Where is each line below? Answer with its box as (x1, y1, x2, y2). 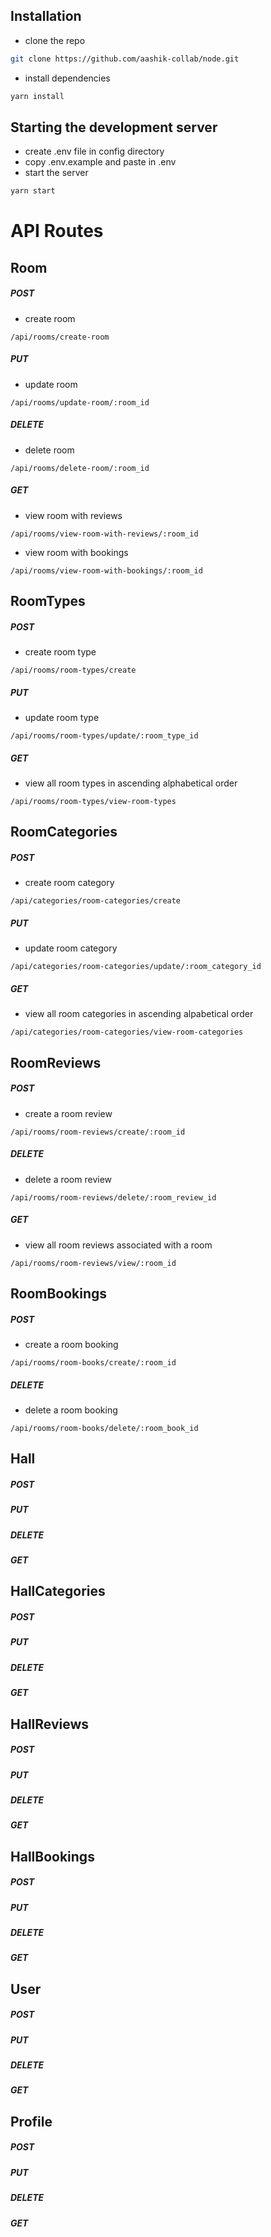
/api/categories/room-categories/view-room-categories (10, 1027, 244, 1038)
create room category (24, 877, 115, 889)
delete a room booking (24, 1404, 118, 1416)
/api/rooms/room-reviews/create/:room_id (10, 1127, 186, 1137)
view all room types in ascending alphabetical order (24, 777, 238, 789)
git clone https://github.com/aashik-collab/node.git (10, 54, 240, 64)
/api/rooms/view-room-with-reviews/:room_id (10, 529, 199, 539)
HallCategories (10, 1583, 106, 1600)
